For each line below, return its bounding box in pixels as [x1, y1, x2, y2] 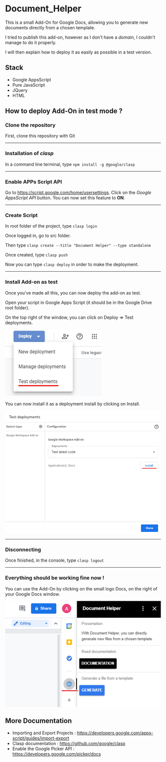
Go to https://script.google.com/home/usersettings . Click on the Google [5, 189, 152, 196]
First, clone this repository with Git [5, 133, 75, 139]
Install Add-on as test [5, 279, 58, 286]
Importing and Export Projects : [12, 730, 76, 736]
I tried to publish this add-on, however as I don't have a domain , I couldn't [5, 34, 156, 40]
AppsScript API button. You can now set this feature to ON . [5, 195, 125, 201]
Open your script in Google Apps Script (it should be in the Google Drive [5, 299, 152, 305]
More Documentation [5, 717, 72, 725]
